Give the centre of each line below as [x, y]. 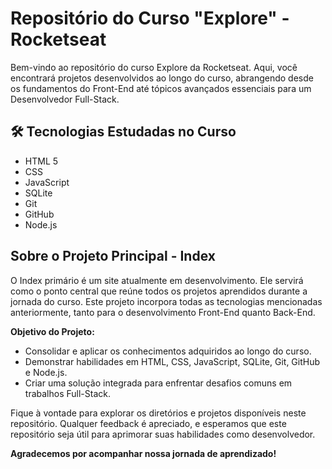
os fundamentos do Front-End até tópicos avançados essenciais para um [161, 88]
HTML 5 [41, 161]
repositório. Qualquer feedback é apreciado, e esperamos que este [148, 423]
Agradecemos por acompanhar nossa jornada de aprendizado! [143, 453]
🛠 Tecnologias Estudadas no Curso [123, 132]
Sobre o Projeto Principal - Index [113, 256]
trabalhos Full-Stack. [67, 393]
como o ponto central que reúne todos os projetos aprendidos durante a [159, 291]
